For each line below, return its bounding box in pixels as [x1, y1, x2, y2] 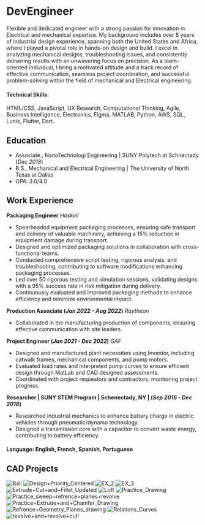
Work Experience [6, 195, 74, 206]
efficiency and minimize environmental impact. [15, 295, 133, 302]
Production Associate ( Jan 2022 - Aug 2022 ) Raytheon [6, 307, 149, 314]
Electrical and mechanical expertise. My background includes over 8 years [6, 31, 195, 38]
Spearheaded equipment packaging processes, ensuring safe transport [15, 223, 196, 231]
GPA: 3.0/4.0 [15, 177, 48, 185]
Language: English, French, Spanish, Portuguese [6, 446, 133, 453]
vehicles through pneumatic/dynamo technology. [15, 418, 140, 426]
